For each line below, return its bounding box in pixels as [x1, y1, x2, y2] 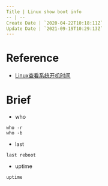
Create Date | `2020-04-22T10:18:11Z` [6, 20, 103, 26]
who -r [6, 125, 23, 131]
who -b [6, 130, 23, 136]
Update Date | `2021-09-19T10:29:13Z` [6, 25, 103, 32]
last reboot [6, 152, 36, 158]
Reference [6, 52, 59, 65]
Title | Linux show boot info [6, 8, 82, 15]
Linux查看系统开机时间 [14, 72, 71, 79]
